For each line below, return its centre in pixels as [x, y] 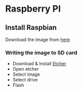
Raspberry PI [33, 9]
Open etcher [26, 69]
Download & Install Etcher [39, 64]
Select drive [25, 80]
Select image [26, 74]
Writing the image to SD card [41, 53]
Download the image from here [37, 39]
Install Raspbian [31, 28]
